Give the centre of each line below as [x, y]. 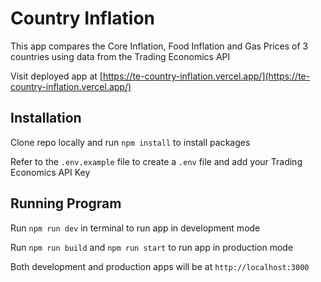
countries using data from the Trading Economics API [120, 56]
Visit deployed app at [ [56, 76]
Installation [46, 118]
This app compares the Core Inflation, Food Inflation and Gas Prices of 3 [159, 46]
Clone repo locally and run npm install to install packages [130, 142]
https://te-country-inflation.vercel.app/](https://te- [206, 76]
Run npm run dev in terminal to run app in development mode [135, 228]
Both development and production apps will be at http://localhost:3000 [160, 266]
